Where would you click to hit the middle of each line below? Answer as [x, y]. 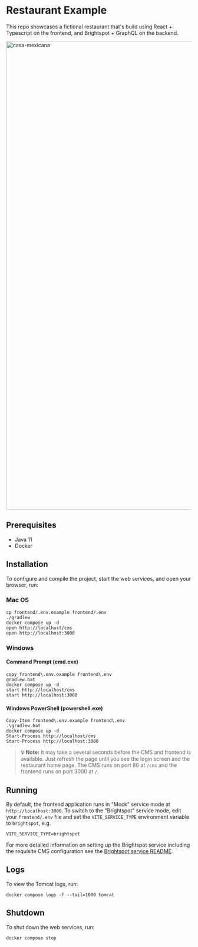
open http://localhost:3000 [41, 633]
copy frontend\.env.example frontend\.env [59, 674]
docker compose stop [32, 938]
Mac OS [18, 600]
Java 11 [23, 539]
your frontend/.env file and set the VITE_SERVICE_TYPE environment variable [98, 817]
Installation [27, 564]
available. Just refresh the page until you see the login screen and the [105, 759]
